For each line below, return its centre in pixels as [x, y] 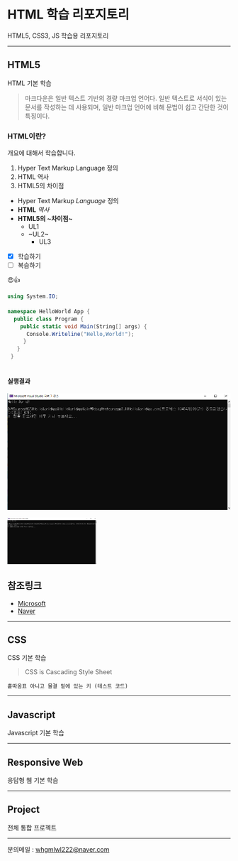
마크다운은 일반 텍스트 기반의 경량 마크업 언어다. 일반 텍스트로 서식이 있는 [126, 98]
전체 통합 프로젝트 [32, 828]
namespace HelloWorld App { [49, 311]
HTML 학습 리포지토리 [68, 15]
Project [24, 809]
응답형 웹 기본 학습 [33, 780]
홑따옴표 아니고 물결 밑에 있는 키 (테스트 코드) [68, 686]
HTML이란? [27, 136]
